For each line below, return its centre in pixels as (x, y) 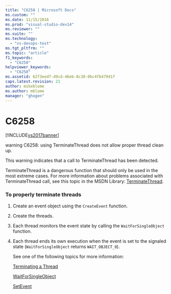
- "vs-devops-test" (31, 44)
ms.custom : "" (20, 15)
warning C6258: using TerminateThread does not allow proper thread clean (84, 145)
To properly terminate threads (43, 195)
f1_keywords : (19, 58)
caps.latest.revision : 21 (33, 81)
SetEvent (22, 286)
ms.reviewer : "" (22, 29)
